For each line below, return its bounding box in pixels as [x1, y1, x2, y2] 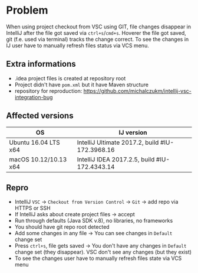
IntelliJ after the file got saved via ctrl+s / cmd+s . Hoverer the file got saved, [6, 29, 187, 36]
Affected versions [6, 110, 74, 121]
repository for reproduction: [14, 87, 82, 95]
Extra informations [6, 59, 77, 69]
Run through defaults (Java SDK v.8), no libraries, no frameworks [14, 217, 173, 225]
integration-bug [14, 93, 53, 100]
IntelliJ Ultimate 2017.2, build [77, 138, 159, 147]
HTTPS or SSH [14, 204, 51, 212]
